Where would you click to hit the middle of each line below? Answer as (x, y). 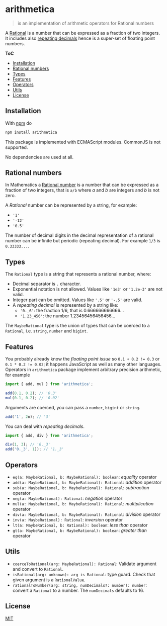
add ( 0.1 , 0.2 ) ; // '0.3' (31, 393)
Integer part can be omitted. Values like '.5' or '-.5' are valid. (77, 300)
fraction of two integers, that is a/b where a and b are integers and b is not (82, 190)
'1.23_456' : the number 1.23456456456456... (68, 316)
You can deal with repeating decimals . (45, 426)
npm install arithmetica (31, 132)
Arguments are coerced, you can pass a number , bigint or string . (73, 407)
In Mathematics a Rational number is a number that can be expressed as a (82, 185)
